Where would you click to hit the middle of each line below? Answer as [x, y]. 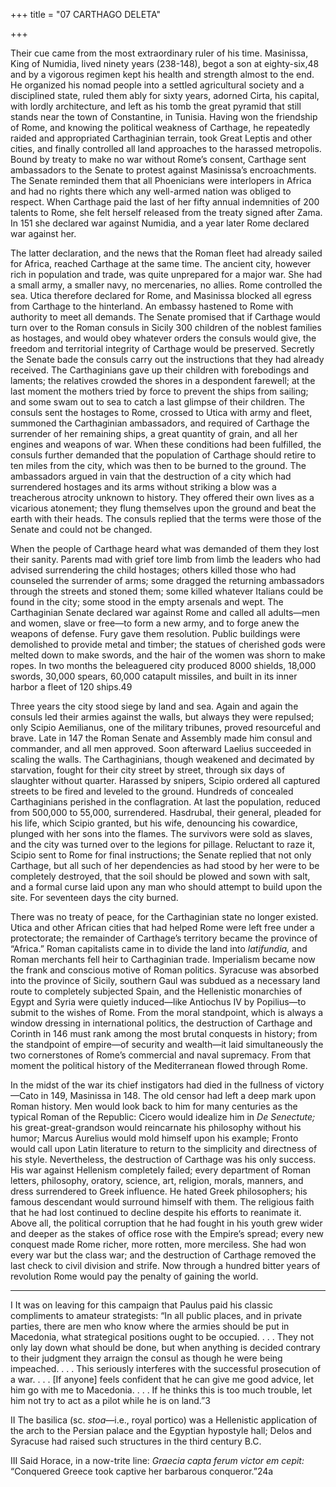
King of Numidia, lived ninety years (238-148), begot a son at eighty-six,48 [165, 63]
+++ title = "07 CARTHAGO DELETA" [86, 14]
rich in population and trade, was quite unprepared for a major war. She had [166, 274]
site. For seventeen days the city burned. [94, 897]
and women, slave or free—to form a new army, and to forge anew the [155, 623]
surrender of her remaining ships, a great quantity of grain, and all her [154, 433]
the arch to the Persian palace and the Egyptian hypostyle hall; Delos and [161, 1430]
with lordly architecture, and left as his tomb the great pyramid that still [156, 106]
